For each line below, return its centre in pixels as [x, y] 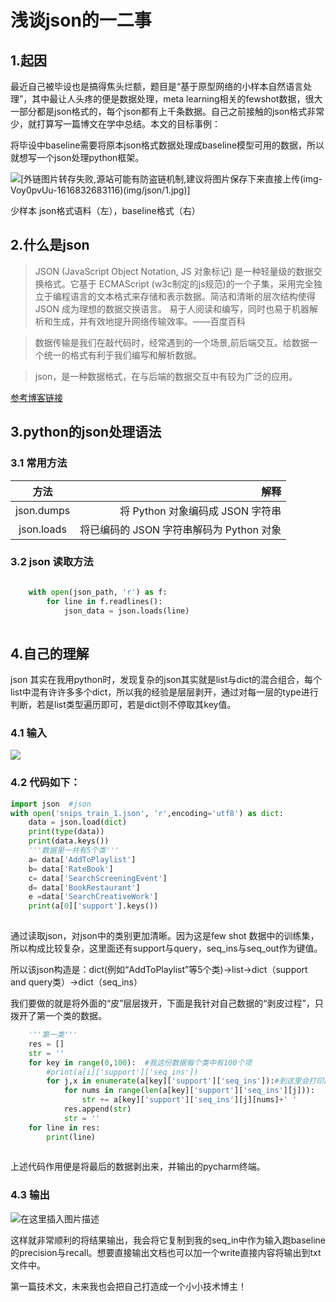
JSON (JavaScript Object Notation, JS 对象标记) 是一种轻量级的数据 [174, 271]
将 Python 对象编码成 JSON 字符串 [200, 511]
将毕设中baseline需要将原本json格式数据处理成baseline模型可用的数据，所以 [167, 145]
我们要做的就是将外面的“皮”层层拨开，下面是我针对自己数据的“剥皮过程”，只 [167, 1003]
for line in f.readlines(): [104, 601]
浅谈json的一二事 [81, 20]
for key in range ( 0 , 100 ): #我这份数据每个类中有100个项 [140, 1062]
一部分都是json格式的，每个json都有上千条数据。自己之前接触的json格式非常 [167, 111]
